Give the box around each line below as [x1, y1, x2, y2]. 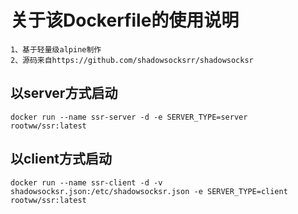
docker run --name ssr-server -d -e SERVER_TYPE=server [10, 112, 248, 122]
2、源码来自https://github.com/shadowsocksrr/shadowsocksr [10, 55, 254, 65]
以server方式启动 [10, 85, 118, 102]
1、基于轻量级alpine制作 [10, 44, 102, 55]
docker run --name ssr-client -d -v [10, 177, 163, 188]
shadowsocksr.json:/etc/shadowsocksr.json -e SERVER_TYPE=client [10, 186, 288, 196]
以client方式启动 [10, 151, 113, 168]
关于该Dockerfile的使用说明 [10, 9, 240, 32]
